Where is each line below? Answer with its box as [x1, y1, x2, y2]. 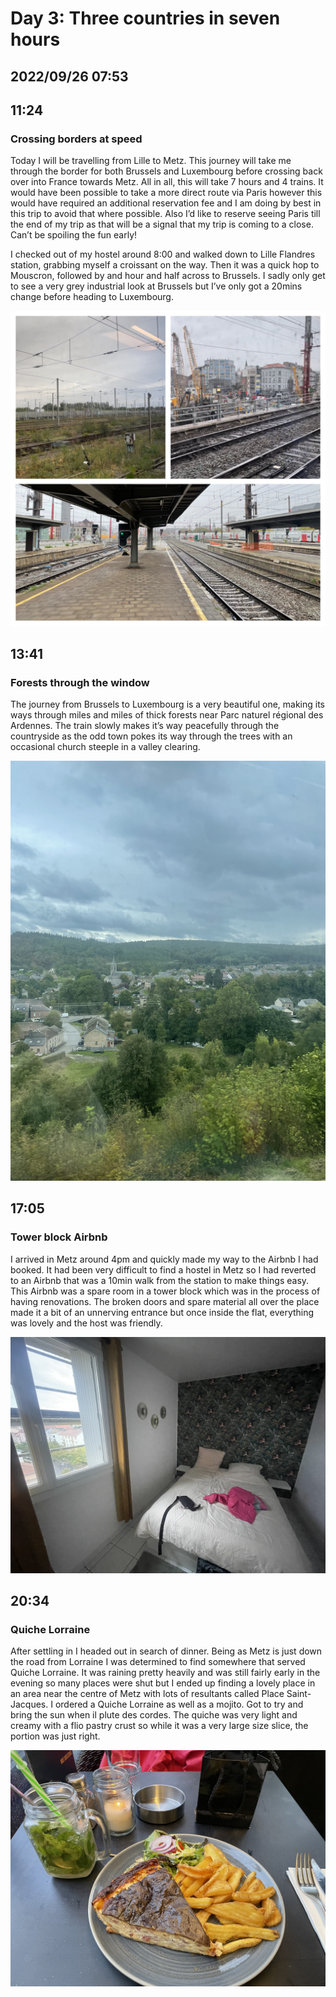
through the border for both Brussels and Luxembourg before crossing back [10, 165, 323, 177]
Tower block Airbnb [10, 1230, 108, 1244]
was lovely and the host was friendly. [10, 1317, 163, 1329]
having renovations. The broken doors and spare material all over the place [10, 1295, 320, 1307]
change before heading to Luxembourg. [10, 291, 174, 303]
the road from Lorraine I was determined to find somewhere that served [10, 1656, 306, 1668]
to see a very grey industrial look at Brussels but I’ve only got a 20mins [10, 280, 303, 292]
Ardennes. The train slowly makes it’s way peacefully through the [10, 719, 280, 731]
